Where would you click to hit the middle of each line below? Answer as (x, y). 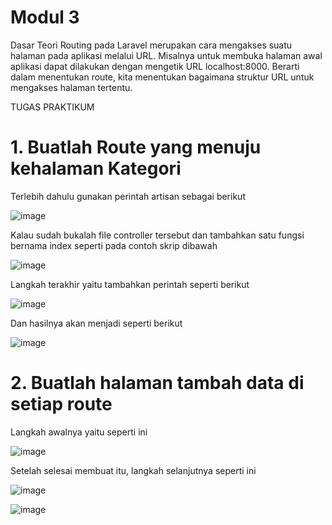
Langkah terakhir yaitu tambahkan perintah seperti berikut (130, 284)
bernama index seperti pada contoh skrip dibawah (114, 245)
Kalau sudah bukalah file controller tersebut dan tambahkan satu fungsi (157, 235)
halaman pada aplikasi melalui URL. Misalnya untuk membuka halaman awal (166, 55)
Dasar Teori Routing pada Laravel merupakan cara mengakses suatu (151, 45)
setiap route (61, 404)
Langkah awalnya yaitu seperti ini (79, 432)
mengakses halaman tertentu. (71, 87)
